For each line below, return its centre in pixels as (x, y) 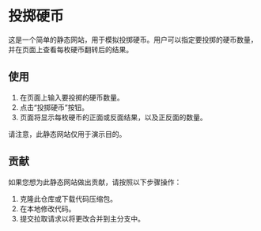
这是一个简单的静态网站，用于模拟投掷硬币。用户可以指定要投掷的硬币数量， (133, 40)
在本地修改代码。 (47, 208)
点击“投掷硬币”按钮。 (54, 107)
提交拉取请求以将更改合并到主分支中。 (82, 218)
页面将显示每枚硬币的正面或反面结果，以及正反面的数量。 (113, 117)
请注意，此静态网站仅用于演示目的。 (67, 134)
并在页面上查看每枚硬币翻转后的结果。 (70, 49)
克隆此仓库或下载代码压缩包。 (68, 199)
